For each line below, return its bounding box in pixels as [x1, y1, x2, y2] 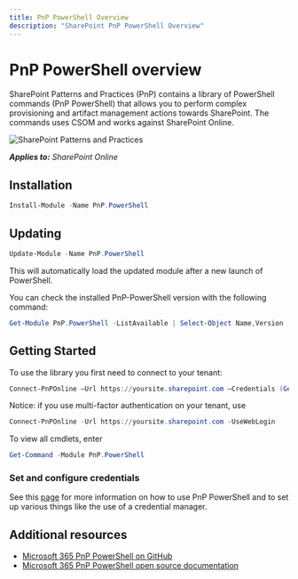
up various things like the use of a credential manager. [9, 502, 208, 512]
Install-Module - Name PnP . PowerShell [9, 201, 149, 210]
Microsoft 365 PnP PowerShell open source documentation [21, 560, 239, 571]
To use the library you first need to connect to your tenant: [9, 366, 223, 378]
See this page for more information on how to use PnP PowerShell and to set [9, 492, 289, 503]
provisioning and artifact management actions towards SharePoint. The [9, 108, 270, 118]
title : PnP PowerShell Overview [9, 12, 129, 22]
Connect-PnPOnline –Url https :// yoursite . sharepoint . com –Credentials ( [9, 384, 284, 393]
